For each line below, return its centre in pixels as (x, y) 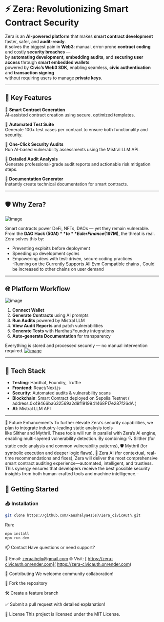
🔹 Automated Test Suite (30, 124)
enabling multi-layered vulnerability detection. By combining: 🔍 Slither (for (80, 438)
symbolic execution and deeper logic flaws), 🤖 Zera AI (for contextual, (75, 453)
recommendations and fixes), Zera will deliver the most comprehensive (86, 458)
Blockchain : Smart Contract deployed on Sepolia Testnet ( (71, 398)
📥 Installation (22, 503)
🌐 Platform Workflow (38, 289)
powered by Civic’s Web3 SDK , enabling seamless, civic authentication (78, 67)
